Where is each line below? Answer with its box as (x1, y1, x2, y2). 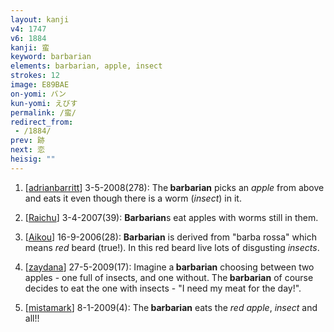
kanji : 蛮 (10, 42, 50, 53)
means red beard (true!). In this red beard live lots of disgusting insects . (24, 241, 320, 253)
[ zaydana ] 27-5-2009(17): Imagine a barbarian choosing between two (24, 261, 315, 273)
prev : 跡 (10, 136, 45, 146)
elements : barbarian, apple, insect (10, 61, 163, 71)
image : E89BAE (10, 80, 70, 90)
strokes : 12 (10, 71, 60, 81)
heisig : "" (10, 154, 56, 164)
